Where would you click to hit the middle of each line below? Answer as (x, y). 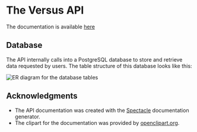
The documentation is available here (50, 27)
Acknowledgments (42, 96)
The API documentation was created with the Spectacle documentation (102, 110)
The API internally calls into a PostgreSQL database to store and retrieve (94, 59)
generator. (27, 117)
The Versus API (45, 10)
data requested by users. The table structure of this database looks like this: (99, 66)
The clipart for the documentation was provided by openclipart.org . (97, 123)
